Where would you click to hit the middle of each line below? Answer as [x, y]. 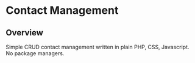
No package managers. [35, 53]
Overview [25, 33]
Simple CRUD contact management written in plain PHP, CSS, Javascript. [97, 47]
